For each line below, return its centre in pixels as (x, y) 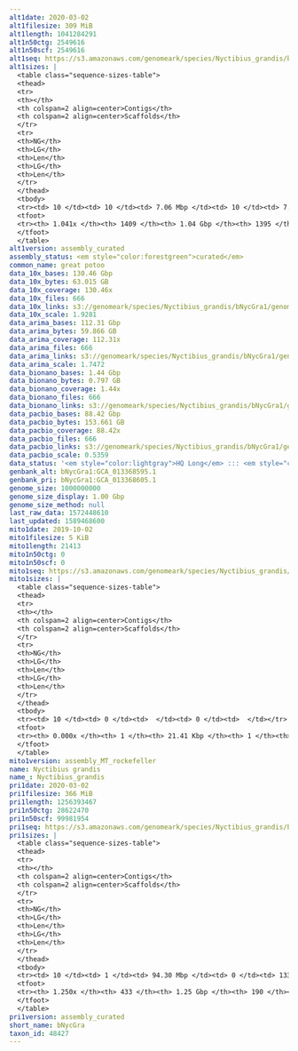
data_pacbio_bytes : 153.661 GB (67, 422)
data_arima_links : (43, 356)
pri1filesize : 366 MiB (51, 794)
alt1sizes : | (33, 68)
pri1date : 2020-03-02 (49, 786)
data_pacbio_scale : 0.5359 (59, 455)
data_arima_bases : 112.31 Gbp (65, 323)
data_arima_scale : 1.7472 (57, 364)
